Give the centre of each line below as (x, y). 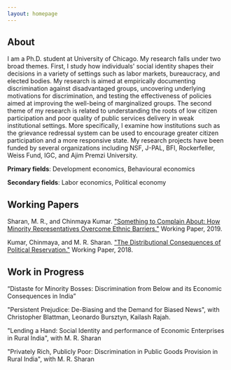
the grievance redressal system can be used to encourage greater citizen (113, 133)
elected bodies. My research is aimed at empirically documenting (101, 81)
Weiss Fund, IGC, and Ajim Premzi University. (72, 155)
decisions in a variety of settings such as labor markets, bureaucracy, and (114, 73)
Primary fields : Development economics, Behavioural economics (101, 169)
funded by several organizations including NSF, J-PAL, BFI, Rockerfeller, (111, 148)
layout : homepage (33, 14)
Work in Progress (46, 272)
